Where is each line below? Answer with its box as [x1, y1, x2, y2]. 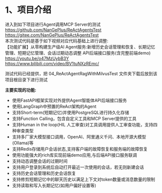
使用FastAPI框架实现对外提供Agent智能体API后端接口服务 [12, 97, 127, 103]
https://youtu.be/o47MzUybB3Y [5, 55, 69, 61]
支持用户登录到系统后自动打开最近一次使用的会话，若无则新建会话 [12, 164, 144, 170]
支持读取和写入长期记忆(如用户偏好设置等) [12, 182, 97, 188]
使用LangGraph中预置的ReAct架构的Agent [12, 103, 97, 109]
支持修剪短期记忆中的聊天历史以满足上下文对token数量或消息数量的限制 [12, 176, 155, 182]
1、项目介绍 [5, 4, 52, 16]
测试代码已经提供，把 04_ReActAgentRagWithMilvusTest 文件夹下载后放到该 [5, 70, 158, 76]
